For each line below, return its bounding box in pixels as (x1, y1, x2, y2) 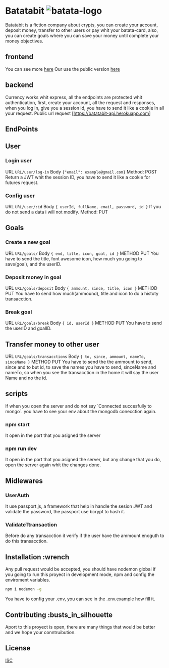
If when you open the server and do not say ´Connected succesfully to (5, 403, 152, 409)
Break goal (5, 308, 32, 316)
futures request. (5, 180, 39, 186)
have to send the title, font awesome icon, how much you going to (5, 255, 142, 261)
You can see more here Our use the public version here (5, 66, 120, 72)
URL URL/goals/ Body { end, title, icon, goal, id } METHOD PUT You (5, 250, 159, 256)
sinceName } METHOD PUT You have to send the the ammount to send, (5, 359, 153, 365)
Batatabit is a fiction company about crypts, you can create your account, (5, 22, 158, 28)
